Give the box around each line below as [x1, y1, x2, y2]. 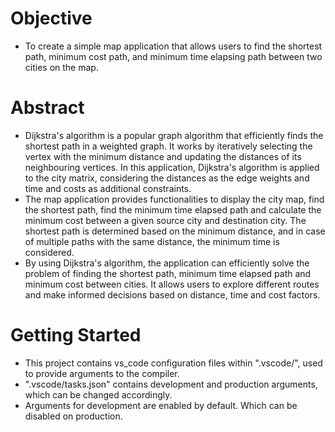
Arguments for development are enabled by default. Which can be [24, 399, 298, 411]
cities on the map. [24, 61, 99, 73]
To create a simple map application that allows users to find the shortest [24, 40, 323, 52]
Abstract [10, 97, 85, 119]
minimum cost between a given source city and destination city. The [24, 214, 307, 226]
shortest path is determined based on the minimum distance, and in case [24, 225, 326, 237]
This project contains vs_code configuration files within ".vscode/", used [24, 357, 323, 369]
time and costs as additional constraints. [24, 182, 192, 194]
